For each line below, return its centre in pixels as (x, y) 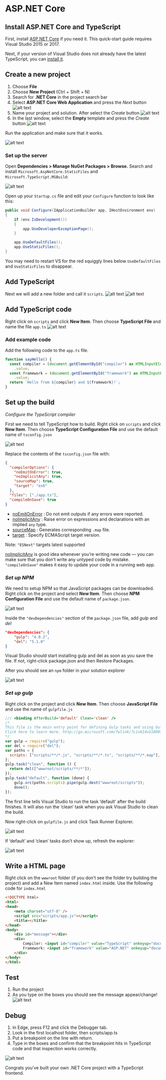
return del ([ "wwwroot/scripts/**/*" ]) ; (51, 769)
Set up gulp (19, 693)
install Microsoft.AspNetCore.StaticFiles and (52, 172)
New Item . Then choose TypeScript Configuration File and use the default (82, 429)
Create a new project (38, 75)
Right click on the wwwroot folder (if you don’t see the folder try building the (81, 878)
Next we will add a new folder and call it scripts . (55, 294)
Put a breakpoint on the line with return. (53, 1038)
